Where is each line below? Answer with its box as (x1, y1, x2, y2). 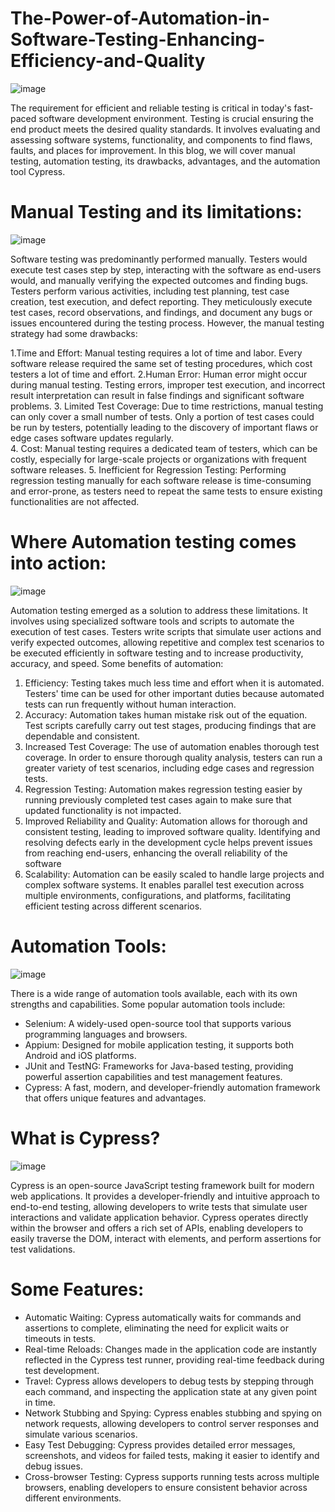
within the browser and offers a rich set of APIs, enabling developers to (10, 1222, 304, 1234)
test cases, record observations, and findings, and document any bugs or (10, 306, 313, 318)
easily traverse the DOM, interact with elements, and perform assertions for (10, 1232, 322, 1244)
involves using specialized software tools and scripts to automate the (10, 615, 295, 627)
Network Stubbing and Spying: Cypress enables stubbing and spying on (24, 1407, 323, 1419)
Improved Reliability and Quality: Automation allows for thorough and (24, 815, 308, 827)
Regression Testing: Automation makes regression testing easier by (24, 783, 303, 795)
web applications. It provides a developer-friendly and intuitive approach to (10, 1190, 320, 1202)
